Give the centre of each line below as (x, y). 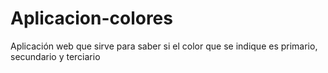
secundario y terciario (55, 56)
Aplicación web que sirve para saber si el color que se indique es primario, (164, 46)
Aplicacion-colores (91, 18)
